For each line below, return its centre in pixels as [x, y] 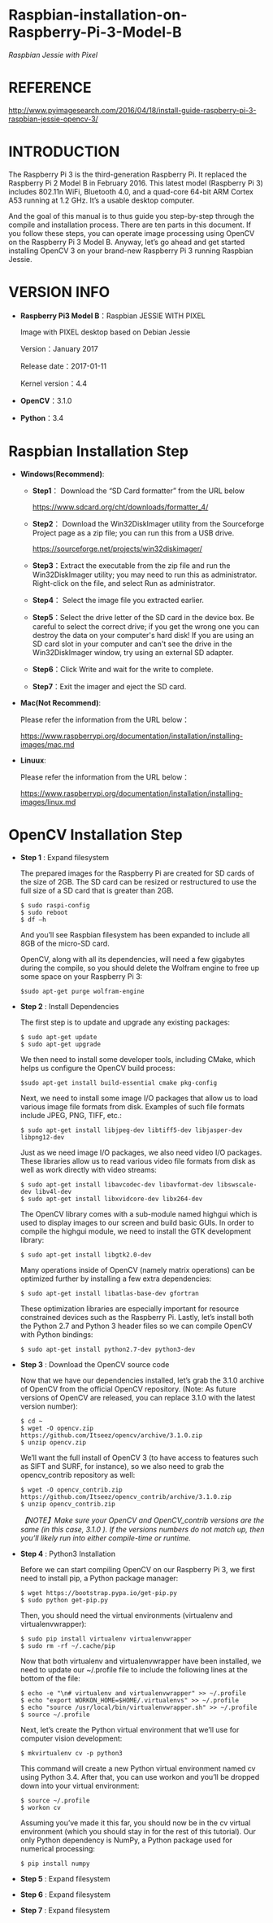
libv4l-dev [54, 1191]
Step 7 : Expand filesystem [65, 1910]
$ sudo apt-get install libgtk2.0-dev [86, 1255]
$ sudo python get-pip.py [64, 1600]
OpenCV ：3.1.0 [46, 400]
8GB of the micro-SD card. [65, 943]
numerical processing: [58, 1848]
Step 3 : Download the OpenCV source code [95, 1364]
